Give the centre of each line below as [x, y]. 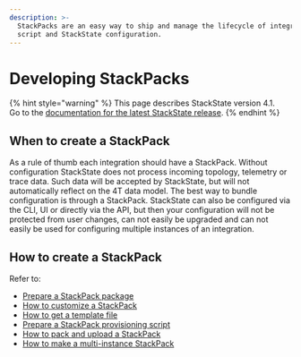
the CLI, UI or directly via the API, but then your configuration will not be [142, 210]
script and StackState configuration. [90, 34]
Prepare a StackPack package [78, 295]
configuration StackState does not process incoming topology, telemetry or [148, 172]
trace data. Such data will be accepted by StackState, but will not [129, 182]
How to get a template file [70, 315]
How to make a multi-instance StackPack [98, 343]
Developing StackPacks [99, 78]
